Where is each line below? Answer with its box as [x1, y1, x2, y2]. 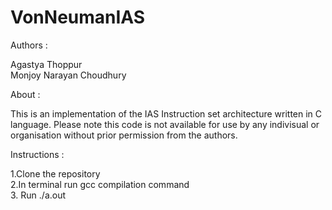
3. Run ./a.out [10, 189, 67, 201]
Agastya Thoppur [10, 58, 83, 70]
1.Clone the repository [10, 167, 101, 180]
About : [10, 88, 41, 100]
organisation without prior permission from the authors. [10, 129, 238, 141]
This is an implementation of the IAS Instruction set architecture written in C [10, 107, 323, 120]
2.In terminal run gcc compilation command [10, 178, 190, 190]
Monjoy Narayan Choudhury [10, 69, 127, 81]
